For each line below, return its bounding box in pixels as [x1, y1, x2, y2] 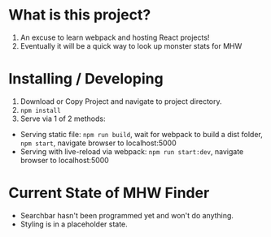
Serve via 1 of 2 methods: [20, 114, 106, 123]
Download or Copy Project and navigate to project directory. [20, 96, 222, 106]
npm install [20, 106, 61, 114]
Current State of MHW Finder [8, 184, 210, 202]
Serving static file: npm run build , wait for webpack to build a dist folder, [20, 129, 263, 139]
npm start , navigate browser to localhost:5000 [20, 138, 177, 148]
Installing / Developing [8, 70, 164, 88]
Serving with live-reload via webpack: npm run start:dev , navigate [20, 146, 244, 156]
